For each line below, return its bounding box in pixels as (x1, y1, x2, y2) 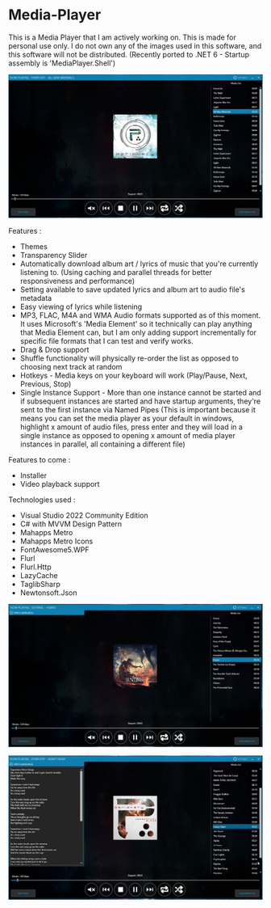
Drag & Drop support (19, 344, 90, 354)
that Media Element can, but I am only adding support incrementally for (19, 327, 256, 337)
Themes (19, 241, 48, 251)
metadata (19, 293, 52, 302)
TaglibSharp (19, 579, 60, 589)
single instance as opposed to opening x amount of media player (19, 430, 236, 440)
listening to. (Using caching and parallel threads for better (19, 267, 212, 277)
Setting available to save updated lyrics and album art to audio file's (19, 285, 246, 294)
